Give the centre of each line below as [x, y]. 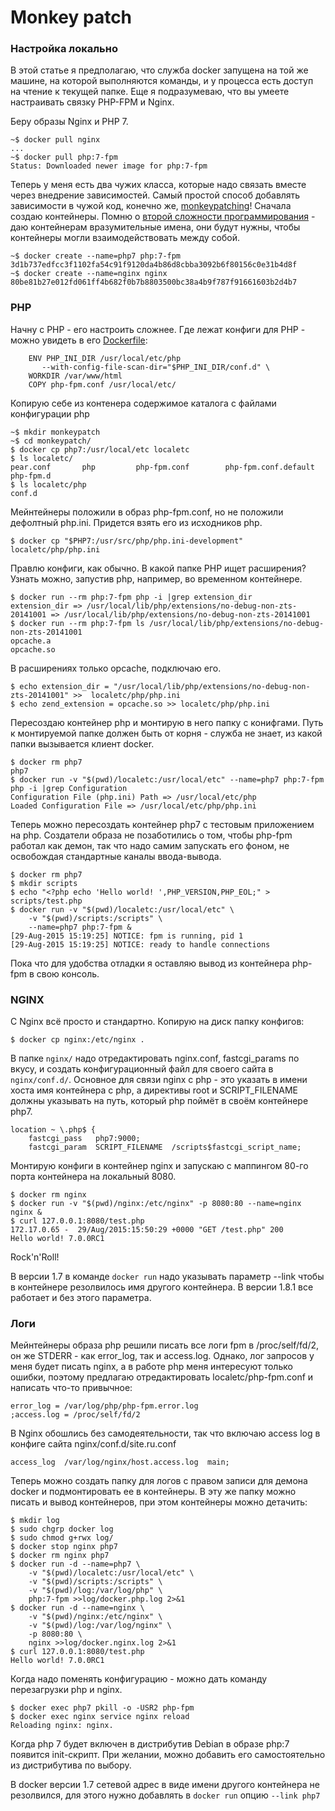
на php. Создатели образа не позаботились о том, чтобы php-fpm [151, 835]
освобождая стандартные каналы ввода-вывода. [116, 856]
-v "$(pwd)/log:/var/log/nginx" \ [100, 1626]
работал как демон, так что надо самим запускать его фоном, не [150, 845]
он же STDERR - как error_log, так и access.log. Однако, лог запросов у [162, 1356]
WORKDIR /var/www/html [75, 376]
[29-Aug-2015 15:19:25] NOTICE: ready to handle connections [140, 944]
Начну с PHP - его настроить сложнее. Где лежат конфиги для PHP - [158, 329]
